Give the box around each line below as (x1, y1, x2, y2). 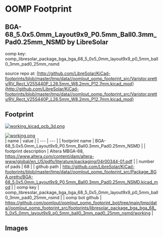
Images (5, 224, 28, 233)
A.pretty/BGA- (5, 174, 33, 180)
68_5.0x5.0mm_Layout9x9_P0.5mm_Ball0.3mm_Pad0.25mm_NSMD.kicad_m (5, 179, 158, 185)
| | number (133, 158, 155, 164)
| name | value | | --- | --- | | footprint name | (5, 137, 94, 144)
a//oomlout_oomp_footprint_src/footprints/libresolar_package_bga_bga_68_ (5, 205, 157, 211)
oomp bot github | (65, 194, 102, 200)
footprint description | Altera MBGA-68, (5, 148, 84, 154)
